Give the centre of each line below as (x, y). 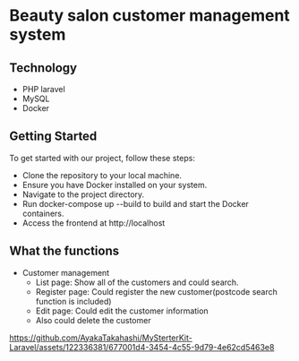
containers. (43, 213)
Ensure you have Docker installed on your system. (115, 185)
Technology (43, 68)
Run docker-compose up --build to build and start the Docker (135, 203)
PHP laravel (43, 89)
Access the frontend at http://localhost (94, 223)
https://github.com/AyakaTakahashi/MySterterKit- (101, 338)
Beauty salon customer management (150, 16)
